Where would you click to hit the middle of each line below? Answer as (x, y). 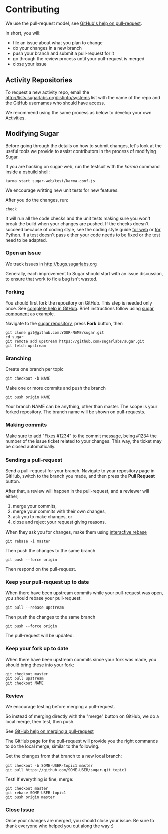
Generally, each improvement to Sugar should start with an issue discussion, (84, 273)
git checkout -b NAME (28, 378)
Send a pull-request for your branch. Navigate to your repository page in (80, 471)
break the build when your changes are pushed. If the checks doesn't (77, 224)
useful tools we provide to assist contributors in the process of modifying (81, 151)
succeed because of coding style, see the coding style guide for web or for (83, 229)
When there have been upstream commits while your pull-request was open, (84, 593)
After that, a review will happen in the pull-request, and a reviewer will (77, 491)
